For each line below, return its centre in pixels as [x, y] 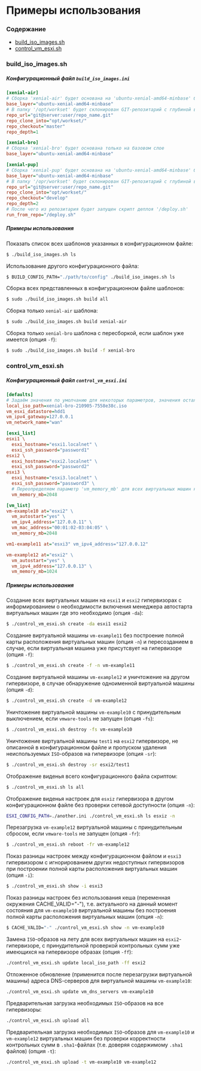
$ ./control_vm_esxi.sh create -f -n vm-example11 [71, 666]
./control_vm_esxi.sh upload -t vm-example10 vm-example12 [81, 1062]
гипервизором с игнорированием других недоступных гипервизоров [95, 862]
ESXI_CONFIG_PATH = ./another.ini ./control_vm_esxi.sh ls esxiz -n [91, 816]
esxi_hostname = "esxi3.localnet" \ [54, 478]
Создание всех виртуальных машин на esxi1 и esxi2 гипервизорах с [94, 601]
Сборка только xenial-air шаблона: [52, 311]
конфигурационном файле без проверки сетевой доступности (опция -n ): [100, 805]
